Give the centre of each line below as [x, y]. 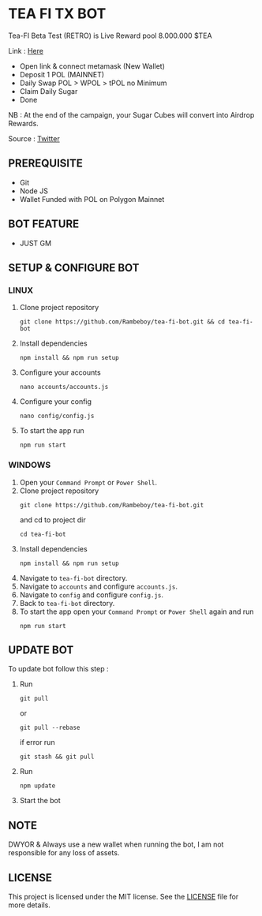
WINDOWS [30, 465]
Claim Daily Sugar [49, 91]
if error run [37, 742]
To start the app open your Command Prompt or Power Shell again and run [137, 611]
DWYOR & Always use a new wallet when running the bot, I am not [116, 844]
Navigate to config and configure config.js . [92, 594]
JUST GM [36, 243]
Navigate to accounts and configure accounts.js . [98, 586]
